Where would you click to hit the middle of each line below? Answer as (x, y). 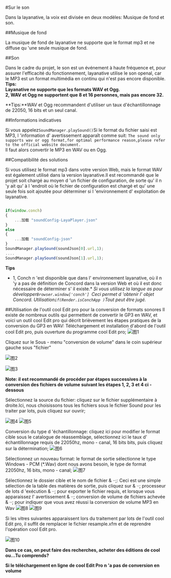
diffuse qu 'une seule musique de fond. (46, 48)
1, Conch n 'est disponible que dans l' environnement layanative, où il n (87, 278)
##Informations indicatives (33, 120)
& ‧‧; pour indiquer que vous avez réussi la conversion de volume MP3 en (82, 502)
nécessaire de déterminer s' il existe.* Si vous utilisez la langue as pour (88, 289)
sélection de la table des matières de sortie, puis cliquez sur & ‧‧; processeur (86, 485)
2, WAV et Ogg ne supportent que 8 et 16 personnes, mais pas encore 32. (85, 95)
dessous (15, 390)
